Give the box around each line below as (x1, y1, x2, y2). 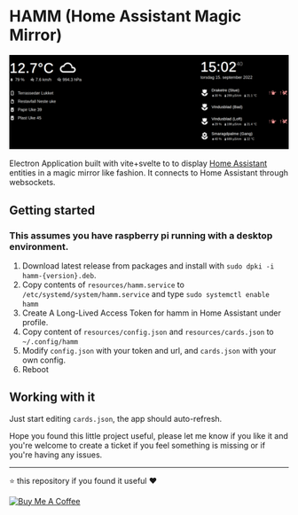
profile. (21, 316, 49, 327)
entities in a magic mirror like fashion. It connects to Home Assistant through (9, 168, 289, 178)
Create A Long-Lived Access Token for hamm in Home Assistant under (21, 308, 281, 318)
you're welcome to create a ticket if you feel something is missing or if (9, 440, 266, 450)
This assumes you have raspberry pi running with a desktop (9, 229, 273, 241)
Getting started (9, 202, 96, 218)
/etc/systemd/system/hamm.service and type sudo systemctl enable (21, 288, 271, 299)
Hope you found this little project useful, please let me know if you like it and (9, 430, 288, 441)
